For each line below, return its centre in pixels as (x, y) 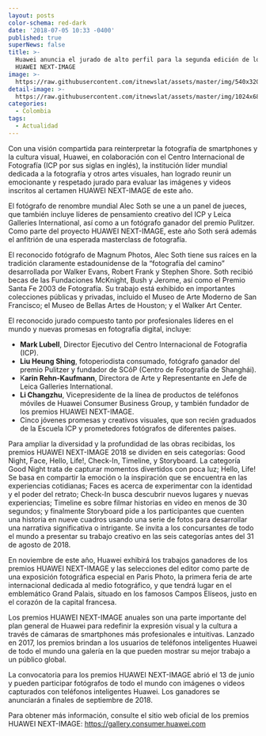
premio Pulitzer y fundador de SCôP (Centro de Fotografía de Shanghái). (138, 370)
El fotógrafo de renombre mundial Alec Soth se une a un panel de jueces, (127, 206)
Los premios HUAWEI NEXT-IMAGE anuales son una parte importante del (127, 617)
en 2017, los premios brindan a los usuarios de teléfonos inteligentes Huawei (133, 643)
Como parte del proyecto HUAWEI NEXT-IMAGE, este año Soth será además (133, 231)
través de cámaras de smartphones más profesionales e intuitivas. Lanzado (131, 634)
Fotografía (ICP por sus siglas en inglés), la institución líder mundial (118, 165)
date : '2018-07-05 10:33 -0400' (61, 30)
